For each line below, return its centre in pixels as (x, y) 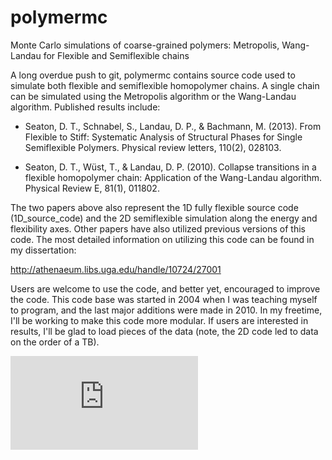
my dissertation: (43, 250)
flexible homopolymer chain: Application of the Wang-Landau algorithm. (173, 177)
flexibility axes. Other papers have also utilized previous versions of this (158, 228)
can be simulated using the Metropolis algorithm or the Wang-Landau (153, 96)
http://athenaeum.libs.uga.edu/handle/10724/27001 (116, 269)
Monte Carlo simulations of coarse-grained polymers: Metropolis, (145, 45)
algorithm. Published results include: (85, 107)
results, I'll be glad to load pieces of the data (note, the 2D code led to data (164, 331)
